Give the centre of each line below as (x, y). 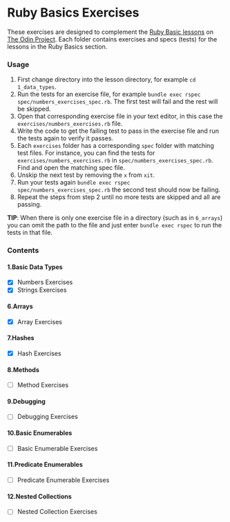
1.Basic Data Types (35, 267)
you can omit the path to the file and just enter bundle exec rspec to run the (115, 225)
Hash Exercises (39, 353)
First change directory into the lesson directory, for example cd (106, 80)
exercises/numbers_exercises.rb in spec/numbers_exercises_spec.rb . (115, 160)
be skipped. (34, 109)
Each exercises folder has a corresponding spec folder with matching (115, 146)
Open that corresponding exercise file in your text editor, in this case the (120, 116)
